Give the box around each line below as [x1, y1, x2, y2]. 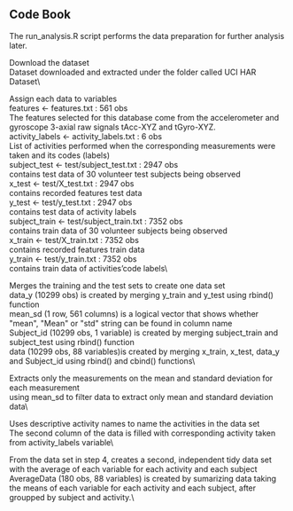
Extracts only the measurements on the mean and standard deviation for [9, 373, 274, 383]
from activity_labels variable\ [9, 436, 113, 447]
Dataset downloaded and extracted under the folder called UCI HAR [9, 67, 257, 77]
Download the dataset [9, 57, 90, 67]
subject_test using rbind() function [9, 336, 135, 347]
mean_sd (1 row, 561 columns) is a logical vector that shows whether [9, 308, 259, 318]
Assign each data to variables [9, 93, 118, 104]
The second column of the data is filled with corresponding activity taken [9, 428, 276, 438]
